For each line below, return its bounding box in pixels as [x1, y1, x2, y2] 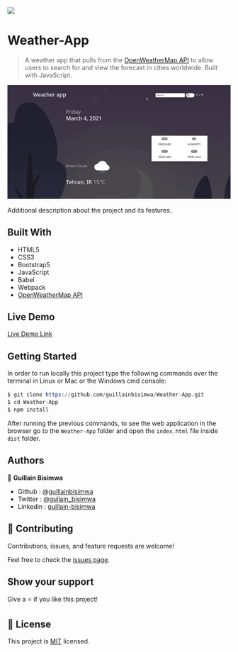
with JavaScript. [24, 71, 72, 79]
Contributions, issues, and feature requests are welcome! [7, 541, 175, 550]
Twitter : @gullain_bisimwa [17, 495, 96, 503]
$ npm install [7, 406, 50, 414]
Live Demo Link [7, 330, 53, 338]
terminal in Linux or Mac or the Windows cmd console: [7, 376, 166, 386]
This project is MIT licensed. [7, 637, 90, 646]
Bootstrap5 [17, 260, 51, 269]
